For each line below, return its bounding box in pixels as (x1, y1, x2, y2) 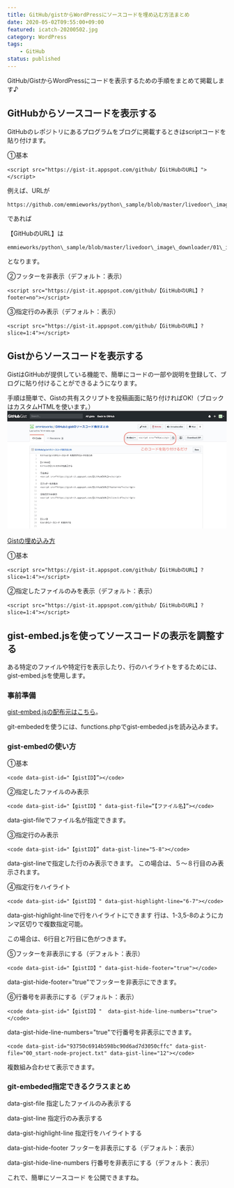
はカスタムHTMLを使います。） (7, 402, 95, 411)
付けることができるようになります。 (37, 379, 141, 387)
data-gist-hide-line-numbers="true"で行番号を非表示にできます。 (7, 1027, 196, 1036)
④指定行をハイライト (7, 882, 71, 890)
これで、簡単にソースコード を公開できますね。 (7, 1173, 143, 1182)
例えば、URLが (7, 186, 50, 195)
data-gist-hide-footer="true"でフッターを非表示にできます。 (7, 978, 180, 986)
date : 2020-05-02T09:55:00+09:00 (7, 18, 104, 26)
